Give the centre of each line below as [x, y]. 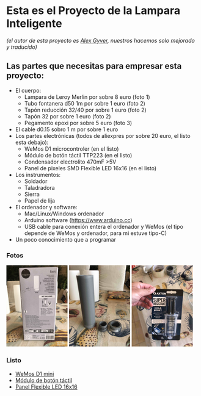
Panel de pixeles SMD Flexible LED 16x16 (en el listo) [90, 168]
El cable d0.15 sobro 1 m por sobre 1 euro [67, 129]
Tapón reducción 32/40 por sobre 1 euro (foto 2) [85, 110]
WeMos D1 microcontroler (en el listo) [71, 149]
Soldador [36, 181]
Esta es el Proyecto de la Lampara [93, 11]
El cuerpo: [28, 90]
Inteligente [34, 23]
